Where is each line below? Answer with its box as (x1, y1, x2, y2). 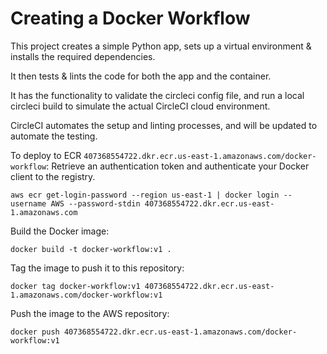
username (10, 198, 47, 209)
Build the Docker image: (10, 225, 110, 237)
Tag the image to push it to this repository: (10, 262, 185, 274)
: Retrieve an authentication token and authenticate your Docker (46, 160, 310, 172)
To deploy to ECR (10, 149, 82, 161)
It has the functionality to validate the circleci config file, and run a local (10, 89, 305, 101)
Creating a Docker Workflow (10, 7, 251, 30)
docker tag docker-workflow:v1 (10, 281, 141, 291)
